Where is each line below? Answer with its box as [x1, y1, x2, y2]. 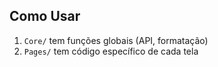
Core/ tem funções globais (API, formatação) [23, 34, 209, 46]
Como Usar [9, 8, 81, 25]
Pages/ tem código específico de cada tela [23, 45, 199, 57]
